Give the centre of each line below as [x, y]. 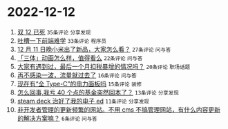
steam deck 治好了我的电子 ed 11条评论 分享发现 [83, 101]
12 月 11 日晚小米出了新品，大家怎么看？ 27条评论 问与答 [94, 49]
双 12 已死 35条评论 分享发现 [54, 32]
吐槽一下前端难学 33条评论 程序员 [62, 40]
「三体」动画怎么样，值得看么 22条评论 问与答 [80, 58]
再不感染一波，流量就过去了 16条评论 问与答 [77, 75]
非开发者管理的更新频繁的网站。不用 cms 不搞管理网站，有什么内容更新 [119, 109]
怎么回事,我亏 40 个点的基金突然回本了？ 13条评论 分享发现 [98, 92]
